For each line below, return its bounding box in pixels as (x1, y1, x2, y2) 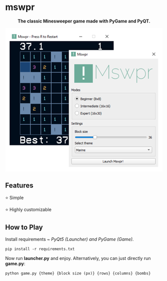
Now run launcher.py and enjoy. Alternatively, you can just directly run (5, 255, 151, 261)
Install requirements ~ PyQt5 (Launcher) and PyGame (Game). (5, 236, 134, 242)
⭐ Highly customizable (5, 206, 51, 212)
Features (5, 181, 33, 189)
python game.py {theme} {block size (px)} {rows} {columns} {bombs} (5, 271, 151, 276)
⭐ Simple (5, 194, 24, 201)
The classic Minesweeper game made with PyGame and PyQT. (17, 18, 150, 24)
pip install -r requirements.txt (5, 246, 75, 251)
